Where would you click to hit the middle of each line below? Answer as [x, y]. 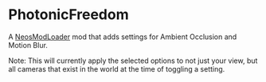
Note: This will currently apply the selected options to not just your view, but [133, 61]
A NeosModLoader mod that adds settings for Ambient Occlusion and [123, 37]
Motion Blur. [28, 45]
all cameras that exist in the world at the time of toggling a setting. [117, 68]
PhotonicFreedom [68, 15]
